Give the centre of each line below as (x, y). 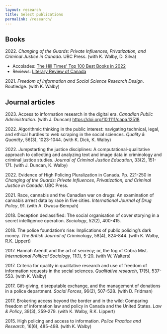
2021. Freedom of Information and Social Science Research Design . (75, 81)
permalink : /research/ (29, 19)
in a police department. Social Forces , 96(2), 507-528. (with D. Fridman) (79, 291)
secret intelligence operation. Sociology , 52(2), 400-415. (63, 221)
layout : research (23, 10)
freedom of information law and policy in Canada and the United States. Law (83, 306)
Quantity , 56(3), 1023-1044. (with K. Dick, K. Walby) (58, 140)
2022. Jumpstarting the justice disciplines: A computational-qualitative (78, 149)
